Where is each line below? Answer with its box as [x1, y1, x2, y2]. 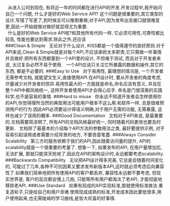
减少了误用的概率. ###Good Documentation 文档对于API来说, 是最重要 [14, 112, 163, 119]
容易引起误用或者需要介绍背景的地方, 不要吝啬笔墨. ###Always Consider [5, 132, 156, 137]
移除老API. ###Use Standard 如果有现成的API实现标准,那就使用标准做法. [5, 183, 159, 188]
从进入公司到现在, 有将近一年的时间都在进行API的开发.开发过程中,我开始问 [7, 5, 162, 10]
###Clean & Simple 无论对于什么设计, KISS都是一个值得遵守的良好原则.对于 [5, 43, 165, 48]
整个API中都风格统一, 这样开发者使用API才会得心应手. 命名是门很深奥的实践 [5, 87, 162, 93]
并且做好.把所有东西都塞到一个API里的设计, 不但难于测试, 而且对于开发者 [5, 55, 157, 61]
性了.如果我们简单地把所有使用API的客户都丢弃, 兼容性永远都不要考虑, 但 [5, 170, 157, 175]
